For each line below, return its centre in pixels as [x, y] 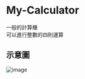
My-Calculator [43, 10]
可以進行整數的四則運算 [35, 34]
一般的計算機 [22, 27]
